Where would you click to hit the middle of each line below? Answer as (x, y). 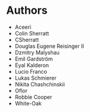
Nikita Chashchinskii (40, 84)
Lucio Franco (31, 71)
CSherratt (27, 40)
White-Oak (28, 103)
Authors (27, 10)
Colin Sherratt (32, 33)
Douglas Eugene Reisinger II (49, 46)
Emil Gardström (34, 59)
